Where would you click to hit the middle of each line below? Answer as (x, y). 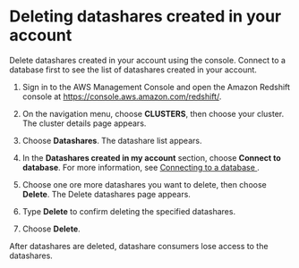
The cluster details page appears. (84, 123)
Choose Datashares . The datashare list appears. (112, 140)
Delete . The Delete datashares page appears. (106, 194)
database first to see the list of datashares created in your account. (133, 70)
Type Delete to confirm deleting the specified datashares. (128, 211)
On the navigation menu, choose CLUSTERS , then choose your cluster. (153, 113)
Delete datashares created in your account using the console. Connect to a (148, 60)
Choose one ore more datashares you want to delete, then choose (144, 184)
